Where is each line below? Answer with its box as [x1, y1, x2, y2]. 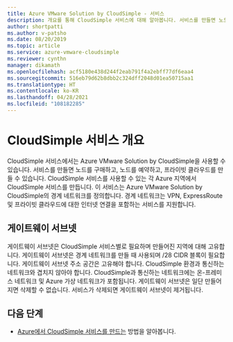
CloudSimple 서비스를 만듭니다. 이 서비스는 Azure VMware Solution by [7, 182, 203, 191]
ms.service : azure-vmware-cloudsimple [7, 49, 119, 56]
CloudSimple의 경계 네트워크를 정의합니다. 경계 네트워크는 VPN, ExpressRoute [7, 191, 223, 200]
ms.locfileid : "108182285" [7, 101, 85, 108]
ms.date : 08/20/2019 [7, 36, 67, 43]
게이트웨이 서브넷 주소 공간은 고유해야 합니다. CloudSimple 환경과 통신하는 [21, 259, 225, 268]
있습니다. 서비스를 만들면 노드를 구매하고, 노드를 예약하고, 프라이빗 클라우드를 [7, 165, 216, 173]
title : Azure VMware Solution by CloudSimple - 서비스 [7, 10, 165, 17]
